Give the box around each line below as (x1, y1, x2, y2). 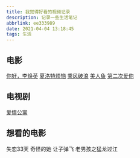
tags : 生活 (6, 31, 32, 37)
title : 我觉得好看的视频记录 (6, 8, 71, 15)
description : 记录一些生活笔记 (6, 14, 78, 21)
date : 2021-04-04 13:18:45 (6, 25, 74, 32)
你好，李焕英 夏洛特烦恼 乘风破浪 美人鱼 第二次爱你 (6, 72, 134, 79)
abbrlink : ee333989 (6, 20, 56, 26)
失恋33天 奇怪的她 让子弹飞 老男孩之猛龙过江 (6, 145, 118, 153)
